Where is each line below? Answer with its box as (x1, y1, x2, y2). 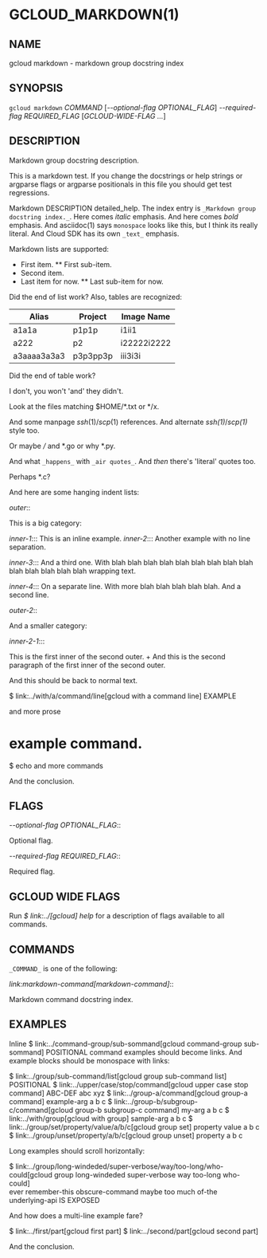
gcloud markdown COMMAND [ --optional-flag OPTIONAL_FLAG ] (9, 102, 218, 112)
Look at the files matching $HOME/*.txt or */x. (9, 401, 160, 411)
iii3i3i (120, 350, 141, 361)
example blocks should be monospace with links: (9, 1056, 170, 1065)
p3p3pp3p (72, 350, 114, 361)
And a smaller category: (9, 620, 87, 631)
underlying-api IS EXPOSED (9, 1195, 100, 1205)
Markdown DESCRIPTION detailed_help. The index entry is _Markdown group (9, 203, 257, 213)
